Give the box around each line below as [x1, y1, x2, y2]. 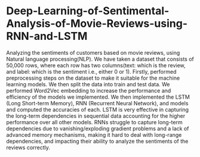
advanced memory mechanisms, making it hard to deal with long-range [6, 131, 182, 138]
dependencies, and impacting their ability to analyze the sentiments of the [6, 137, 189, 145]
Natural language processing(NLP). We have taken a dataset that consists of [6, 55, 194, 62]
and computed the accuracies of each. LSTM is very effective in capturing [6, 106, 189, 113]
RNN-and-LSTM [6, 30, 88, 43]
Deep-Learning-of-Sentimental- [6, 4, 170, 18]
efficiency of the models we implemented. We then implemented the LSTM [6, 93, 190, 101]
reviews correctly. [6, 144, 51, 151]
